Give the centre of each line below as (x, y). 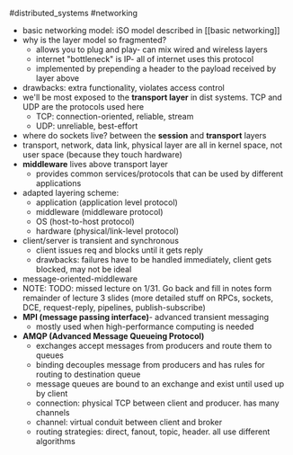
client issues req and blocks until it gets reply (120, 250)
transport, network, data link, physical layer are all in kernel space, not (152, 145)
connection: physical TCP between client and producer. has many (158, 403)
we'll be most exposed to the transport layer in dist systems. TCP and (152, 97)
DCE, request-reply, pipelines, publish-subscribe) (114, 308)
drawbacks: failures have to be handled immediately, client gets (154, 259)
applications (58, 183)
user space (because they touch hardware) (102, 155)
